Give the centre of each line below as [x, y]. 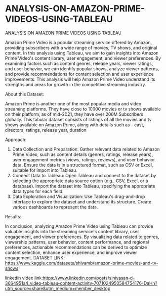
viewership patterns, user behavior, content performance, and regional [77, 242]
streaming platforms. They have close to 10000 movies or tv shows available [83, 109]
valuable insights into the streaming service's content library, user [72, 231]
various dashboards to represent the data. [55, 207]
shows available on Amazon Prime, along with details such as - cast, [75, 125]
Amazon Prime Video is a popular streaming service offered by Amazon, [79, 42]
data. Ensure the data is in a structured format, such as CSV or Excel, [83, 165]
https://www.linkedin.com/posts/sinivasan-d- [89, 278]
